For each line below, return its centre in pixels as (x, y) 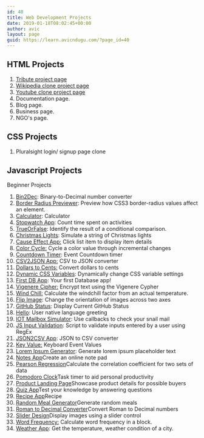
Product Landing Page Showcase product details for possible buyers (101, 383)
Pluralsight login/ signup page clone (61, 151)
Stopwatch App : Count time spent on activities (74, 222)
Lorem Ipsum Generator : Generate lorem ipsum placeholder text (96, 351)
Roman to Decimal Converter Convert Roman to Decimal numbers (97, 409)
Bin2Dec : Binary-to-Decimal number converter (74, 197)
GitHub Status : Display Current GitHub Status (72, 306)
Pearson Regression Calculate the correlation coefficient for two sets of (104, 364)
